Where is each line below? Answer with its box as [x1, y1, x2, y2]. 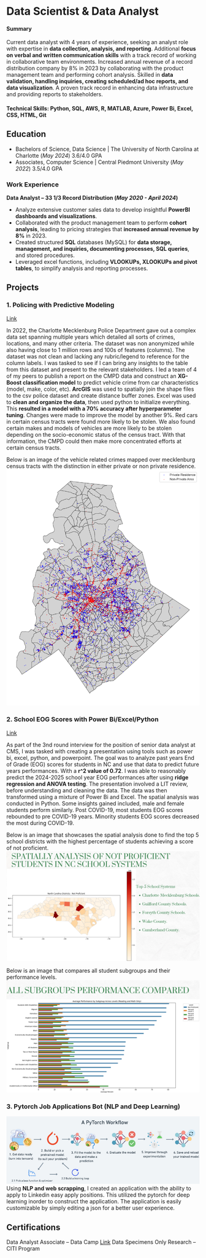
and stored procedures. [15, 251, 75, 259]
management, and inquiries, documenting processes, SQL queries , [15, 245, 190, 253]
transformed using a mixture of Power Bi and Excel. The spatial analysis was [6, 793, 199, 800]
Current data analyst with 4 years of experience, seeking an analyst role [6, 39, 189, 46]
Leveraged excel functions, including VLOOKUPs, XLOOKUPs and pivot [15, 258, 198, 266]
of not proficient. [6, 844, 49, 851]
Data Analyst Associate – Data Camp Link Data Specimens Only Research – [6, 1238, 196, 1246]
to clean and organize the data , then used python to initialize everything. [6, 398, 191, 405]
